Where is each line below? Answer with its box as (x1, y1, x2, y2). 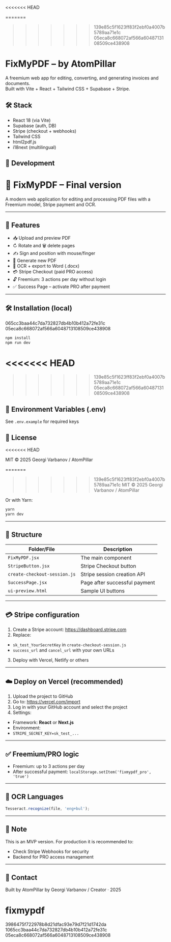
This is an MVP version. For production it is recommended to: (5, 838, 134, 844)
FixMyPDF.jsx (8, 555, 40, 560)
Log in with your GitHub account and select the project (12, 704, 128, 710)
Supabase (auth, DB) (12, 122, 57, 129)
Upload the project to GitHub (12, 693, 73, 699)
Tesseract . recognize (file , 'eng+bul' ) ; (5, 806, 90, 811)
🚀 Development (5, 159, 55, 167)
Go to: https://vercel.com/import (12, 699, 80, 705)
